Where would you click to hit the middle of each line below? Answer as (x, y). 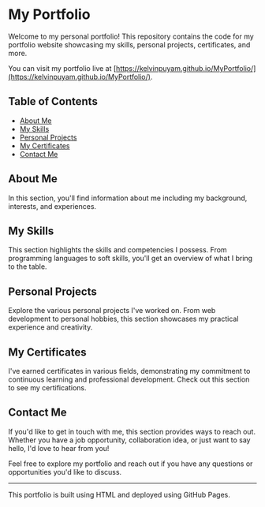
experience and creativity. (50, 327)
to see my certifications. (47, 388)
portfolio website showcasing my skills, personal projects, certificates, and (129, 44)
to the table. (28, 267)
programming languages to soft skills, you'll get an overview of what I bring (131, 259)
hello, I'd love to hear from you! (59, 448)
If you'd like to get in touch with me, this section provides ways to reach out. (132, 431)
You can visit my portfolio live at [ (62, 68)
